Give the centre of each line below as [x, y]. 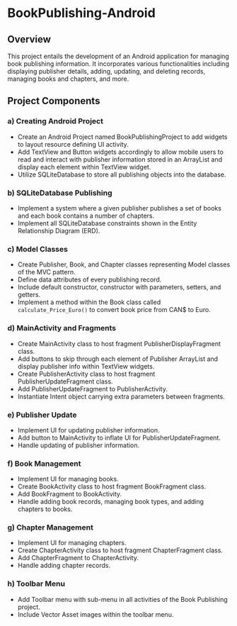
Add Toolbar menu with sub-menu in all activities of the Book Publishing [122, 599]
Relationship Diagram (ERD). [59, 230]
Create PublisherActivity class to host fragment [86, 374]
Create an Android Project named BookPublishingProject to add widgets [122, 137]
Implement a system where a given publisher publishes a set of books [119, 208]
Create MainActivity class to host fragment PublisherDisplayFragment [119, 343]
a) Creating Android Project [56, 121]
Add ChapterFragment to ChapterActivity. [78, 558]
